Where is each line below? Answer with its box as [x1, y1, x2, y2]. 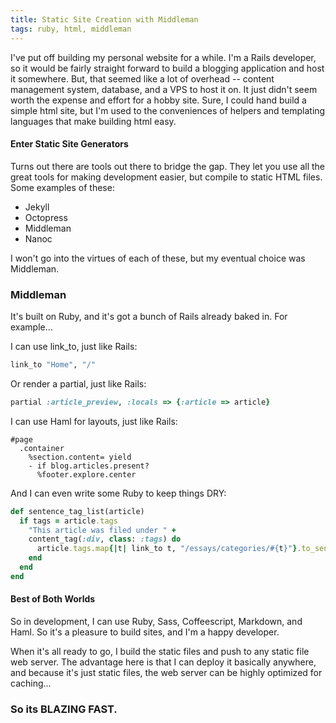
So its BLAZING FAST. [10, 702, 118, 716]
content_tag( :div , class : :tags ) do [28, 534, 182, 545]
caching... [10, 677, 52, 689]
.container [19, 443, 65, 453]
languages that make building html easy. [10, 115, 177, 127]
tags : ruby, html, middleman [10, 24, 132, 34]
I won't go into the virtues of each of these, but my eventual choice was [10, 252, 306, 264]
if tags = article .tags [19, 516, 118, 526]
